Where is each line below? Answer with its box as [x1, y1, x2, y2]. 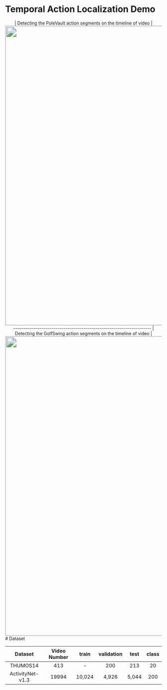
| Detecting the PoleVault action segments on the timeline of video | [14, 20, 153, 26]
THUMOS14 [9, 662, 39, 669]
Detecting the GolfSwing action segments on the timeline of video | [14, 330, 153, 336]
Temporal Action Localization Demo [5, 3, 156, 15]
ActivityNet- [9, 670, 39, 677]
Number [48, 654, 69, 661]
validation [98, 651, 123, 658]
